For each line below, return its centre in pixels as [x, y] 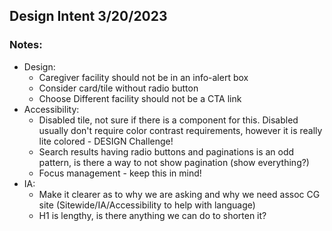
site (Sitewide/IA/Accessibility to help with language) [147, 205]
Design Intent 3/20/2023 [88, 16]
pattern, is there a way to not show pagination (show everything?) [174, 162]
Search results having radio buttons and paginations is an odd [166, 151]
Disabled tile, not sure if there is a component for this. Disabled [168, 120]
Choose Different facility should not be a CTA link [140, 98]
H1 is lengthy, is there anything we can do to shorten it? [152, 215]
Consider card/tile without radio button [118, 88]
